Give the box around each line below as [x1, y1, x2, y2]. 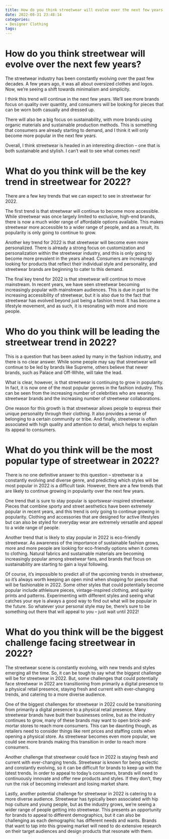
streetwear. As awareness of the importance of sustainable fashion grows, [5, 539, 159, 546]
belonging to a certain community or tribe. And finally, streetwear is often [5, 415, 157, 422]
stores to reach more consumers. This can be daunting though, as [20, 722, 157, 728]
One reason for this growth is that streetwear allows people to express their [5, 405, 162, 411]
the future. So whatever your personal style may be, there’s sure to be [5, 603, 150, 609]
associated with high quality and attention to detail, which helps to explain [5, 421, 158, 427]
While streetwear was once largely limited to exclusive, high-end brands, [5, 213, 156, 219]
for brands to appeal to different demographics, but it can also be [5, 812, 141, 818]
